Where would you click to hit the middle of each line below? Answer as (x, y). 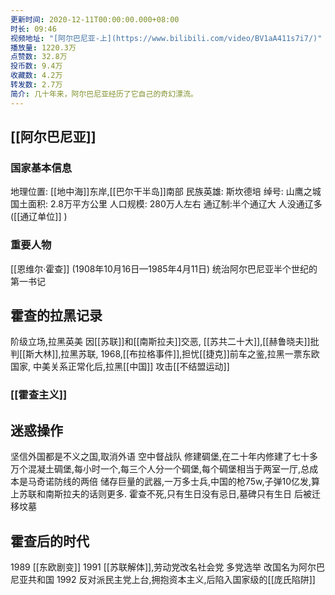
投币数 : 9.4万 (36, 66)
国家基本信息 (41, 168)
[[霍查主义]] (39, 395)
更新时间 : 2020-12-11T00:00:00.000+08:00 (95, 19)
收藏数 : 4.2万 (36, 76)
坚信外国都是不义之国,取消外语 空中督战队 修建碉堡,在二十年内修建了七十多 (164, 457)
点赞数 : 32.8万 (39, 57)
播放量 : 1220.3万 (43, 47)
